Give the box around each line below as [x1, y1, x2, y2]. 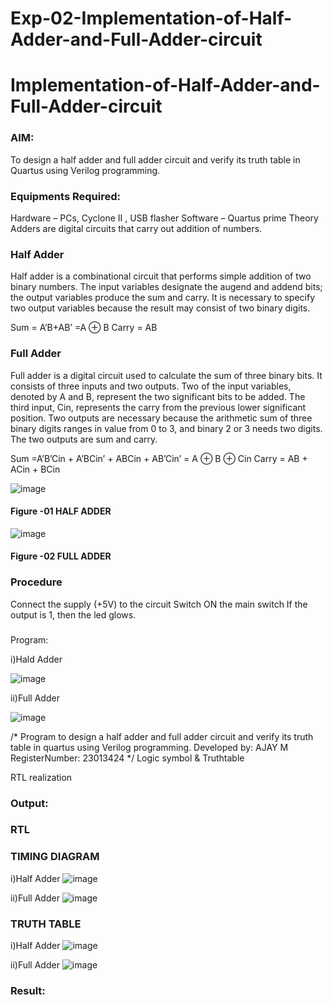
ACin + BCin [10, 463, 61, 475]
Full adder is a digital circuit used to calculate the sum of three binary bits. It [10, 369, 323, 381]
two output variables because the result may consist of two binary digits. [10, 302, 311, 314]
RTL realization [10, 771, 73, 783]
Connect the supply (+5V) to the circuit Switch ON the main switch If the [10, 598, 308, 610]
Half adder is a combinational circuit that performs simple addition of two [10, 270, 312, 282]
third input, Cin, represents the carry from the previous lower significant [10, 401, 307, 413]
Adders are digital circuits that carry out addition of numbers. [10, 222, 263, 234]
